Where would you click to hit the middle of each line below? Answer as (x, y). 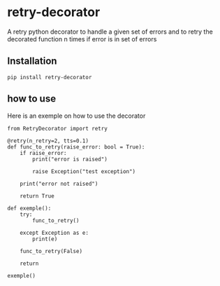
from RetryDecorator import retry (58, 128)
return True (37, 196)
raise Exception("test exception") (84, 171)
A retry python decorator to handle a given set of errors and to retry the (110, 32)
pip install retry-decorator (50, 77)
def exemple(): (29, 208)
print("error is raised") (70, 159)
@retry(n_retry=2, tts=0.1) (48, 141)
